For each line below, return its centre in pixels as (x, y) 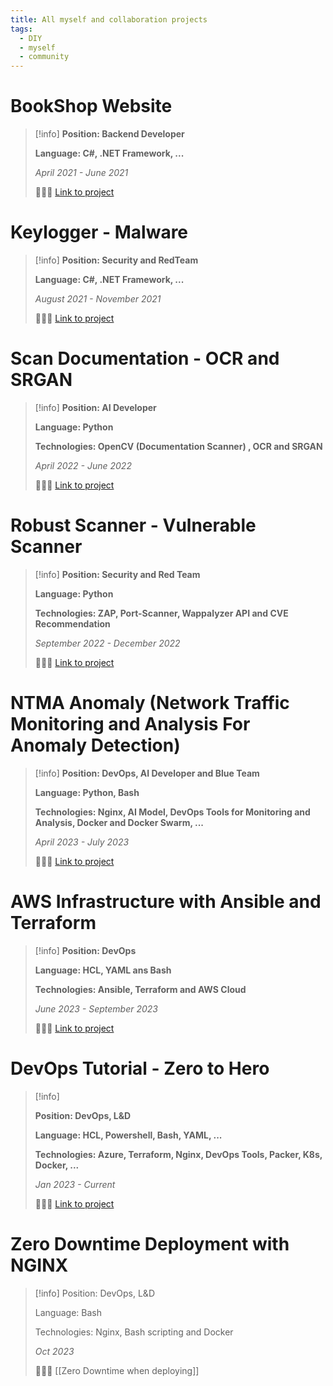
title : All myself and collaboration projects (109, 19)
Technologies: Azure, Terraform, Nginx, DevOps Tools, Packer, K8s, (178, 1154)
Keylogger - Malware (99, 232)
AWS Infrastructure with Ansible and (166, 902)
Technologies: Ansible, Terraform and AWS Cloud (140, 989)
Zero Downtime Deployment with (150, 1243)
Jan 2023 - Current (75, 1184)
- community (44, 57)
